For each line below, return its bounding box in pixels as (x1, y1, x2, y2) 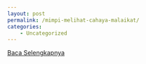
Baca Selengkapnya (7, 49, 65, 57)
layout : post (7, 10, 46, 17)
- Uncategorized (20, 29, 68, 37)
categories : (7, 23, 42, 30)
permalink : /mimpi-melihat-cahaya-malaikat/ (7, 17, 140, 24)
